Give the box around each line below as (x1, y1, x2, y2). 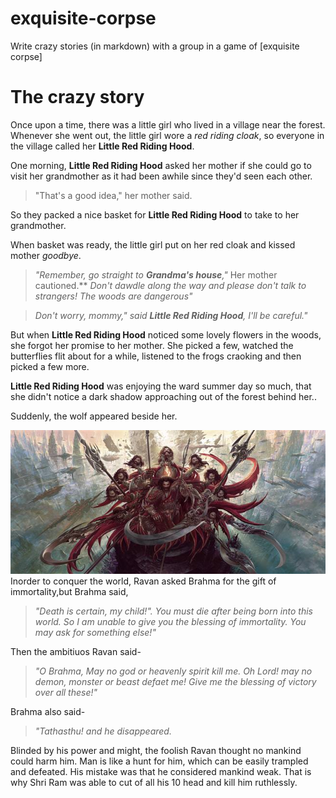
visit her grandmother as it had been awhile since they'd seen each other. (10, 170, 313, 182)
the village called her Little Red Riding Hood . (10, 140, 195, 152)
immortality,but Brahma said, (10, 586, 129, 598)
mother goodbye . (10, 249, 82, 261)
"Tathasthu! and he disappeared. (34, 725, 172, 737)
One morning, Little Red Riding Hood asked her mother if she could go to (10, 159, 312, 171)
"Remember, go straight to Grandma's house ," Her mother (34, 268, 278, 281)
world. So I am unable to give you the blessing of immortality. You (34, 616, 307, 628)
